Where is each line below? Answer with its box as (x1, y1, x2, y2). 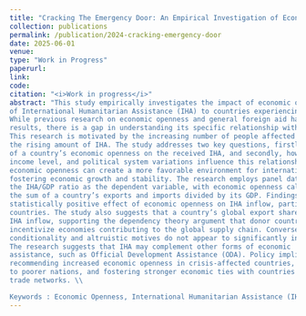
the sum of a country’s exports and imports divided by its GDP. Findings (9, 191, 300, 200)
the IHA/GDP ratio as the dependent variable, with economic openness (9, 183, 283, 192)
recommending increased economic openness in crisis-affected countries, (9, 259, 296, 269)
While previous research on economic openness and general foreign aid (9, 115, 287, 124)
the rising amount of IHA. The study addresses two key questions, (9, 140, 271, 149)
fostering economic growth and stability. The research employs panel (9, 174, 283, 183)
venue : (9, 47, 35, 56)
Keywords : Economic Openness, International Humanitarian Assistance (9, 292, 283, 301)
